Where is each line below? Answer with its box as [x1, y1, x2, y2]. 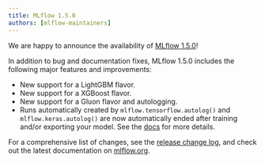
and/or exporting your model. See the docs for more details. [19, 122, 216, 131]
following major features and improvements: [8, 64, 152, 74]
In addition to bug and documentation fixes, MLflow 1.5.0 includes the [8, 56, 235, 66]
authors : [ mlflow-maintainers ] [8, 19, 112, 27]
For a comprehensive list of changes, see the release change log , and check [8, 137, 257, 146]
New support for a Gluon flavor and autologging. [19, 97, 178, 106]
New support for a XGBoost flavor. [19, 88, 132, 97]
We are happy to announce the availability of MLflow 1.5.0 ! [8, 40, 199, 50]
